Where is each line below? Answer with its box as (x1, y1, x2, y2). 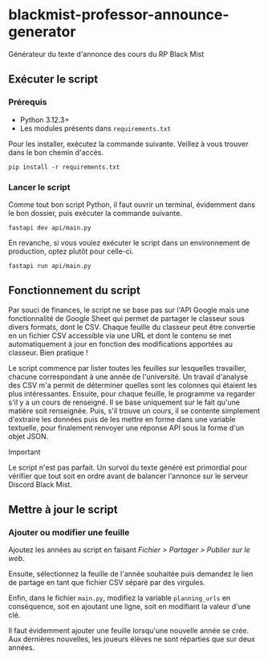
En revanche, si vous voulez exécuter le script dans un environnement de (8, 238, 250, 247)
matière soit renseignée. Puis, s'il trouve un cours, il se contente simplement (8, 405, 261, 415)
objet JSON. (8, 431, 49, 441)
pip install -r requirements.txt (8, 163, 120, 171)
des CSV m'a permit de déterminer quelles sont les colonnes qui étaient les (8, 380, 258, 390)
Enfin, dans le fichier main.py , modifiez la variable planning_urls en (8, 593, 231, 603)
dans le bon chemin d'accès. (8, 147, 104, 157)
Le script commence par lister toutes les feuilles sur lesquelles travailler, (8, 363, 247, 372)
